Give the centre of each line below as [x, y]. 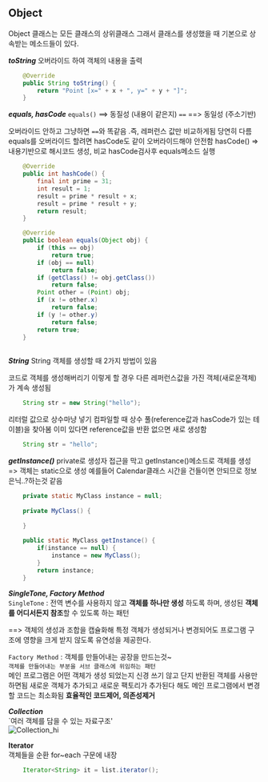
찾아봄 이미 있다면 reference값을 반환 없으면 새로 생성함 [119, 429]
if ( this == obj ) [66, 248]
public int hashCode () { [64, 174]
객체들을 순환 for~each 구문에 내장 [63, 755]
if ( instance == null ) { [76, 548]
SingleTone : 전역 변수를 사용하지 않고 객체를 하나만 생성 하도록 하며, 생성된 [126, 603]
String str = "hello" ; [60, 445]
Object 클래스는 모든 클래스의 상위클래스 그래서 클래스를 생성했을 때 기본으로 [128, 33]
